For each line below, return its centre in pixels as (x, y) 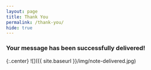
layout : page (22, 11)
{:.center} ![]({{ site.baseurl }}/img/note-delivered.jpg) (71, 61)
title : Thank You (27, 17)
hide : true (19, 28)
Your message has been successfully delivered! (76, 48)
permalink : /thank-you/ (35, 22)
